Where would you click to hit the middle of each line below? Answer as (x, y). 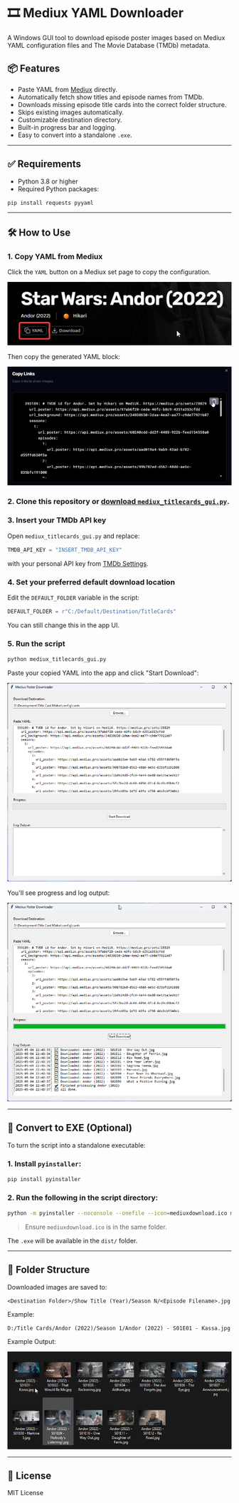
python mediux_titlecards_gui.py (57, 659)
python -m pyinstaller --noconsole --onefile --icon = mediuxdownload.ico (117, 1213)
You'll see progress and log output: (59, 893)
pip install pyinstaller (44, 1179)
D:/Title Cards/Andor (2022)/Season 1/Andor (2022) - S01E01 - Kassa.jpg (119, 1328)
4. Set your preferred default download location (91, 582)
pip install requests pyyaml (51, 203)
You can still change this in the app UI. (63, 625)
